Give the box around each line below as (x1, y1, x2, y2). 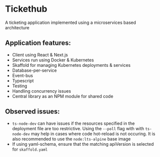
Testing (12, 83, 28, 89)
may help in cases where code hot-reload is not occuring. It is (31, 131, 156, 137)
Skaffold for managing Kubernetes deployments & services (12, 62, 131, 68)
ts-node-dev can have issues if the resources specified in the (12, 120, 135, 126)
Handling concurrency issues (12, 88, 71, 94)
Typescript (12, 78, 34, 83)
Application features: (5, 39, 71, 47)
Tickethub (5, 3, 47, 15)
